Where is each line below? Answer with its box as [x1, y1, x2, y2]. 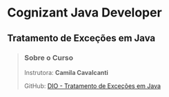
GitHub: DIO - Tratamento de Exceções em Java [23, 81, 161, 90]
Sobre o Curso [23, 53, 74, 63]
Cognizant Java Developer [7, 5, 162, 21]
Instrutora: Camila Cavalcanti [23, 68, 109, 76]
